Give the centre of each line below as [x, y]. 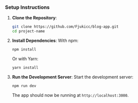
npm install [24, 50]
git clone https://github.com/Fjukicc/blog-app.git [65, 27]
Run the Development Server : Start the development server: [73, 77]
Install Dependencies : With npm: [45, 41]
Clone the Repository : [34, 18]
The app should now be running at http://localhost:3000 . [70, 95]
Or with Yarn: [25, 59]
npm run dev [24, 86]
